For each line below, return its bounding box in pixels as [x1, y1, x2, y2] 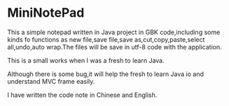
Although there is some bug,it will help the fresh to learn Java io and [7, 70, 204, 78]
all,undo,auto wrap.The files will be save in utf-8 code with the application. [7, 43, 222, 51]
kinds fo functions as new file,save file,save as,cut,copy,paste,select [7, 35, 205, 43]
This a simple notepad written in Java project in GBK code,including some [7, 28, 221, 36]
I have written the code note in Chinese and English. [7, 91, 158, 99]
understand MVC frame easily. [7, 77, 95, 85]
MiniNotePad [7, 5, 85, 21]
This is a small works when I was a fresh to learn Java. [7, 56, 165, 64]
